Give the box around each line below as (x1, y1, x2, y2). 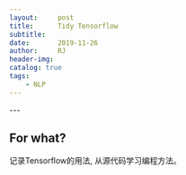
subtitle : (9, 30, 47, 39)
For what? (9, 131, 66, 146)
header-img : (9, 55, 54, 64)
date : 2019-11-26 (9, 38, 99, 48)
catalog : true (9, 64, 63, 73)
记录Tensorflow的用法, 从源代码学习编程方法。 (9, 155, 182, 166)
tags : (9, 72, 30, 81)
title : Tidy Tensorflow (9, 22, 119, 31)
